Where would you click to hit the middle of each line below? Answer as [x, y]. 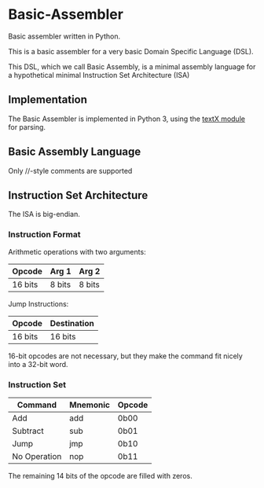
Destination [72, 323]
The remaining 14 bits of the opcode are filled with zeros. [100, 475]
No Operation [37, 456]
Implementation [48, 100]
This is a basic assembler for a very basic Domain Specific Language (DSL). [131, 51]
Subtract [28, 431]
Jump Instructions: [38, 303]
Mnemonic [90, 405]
